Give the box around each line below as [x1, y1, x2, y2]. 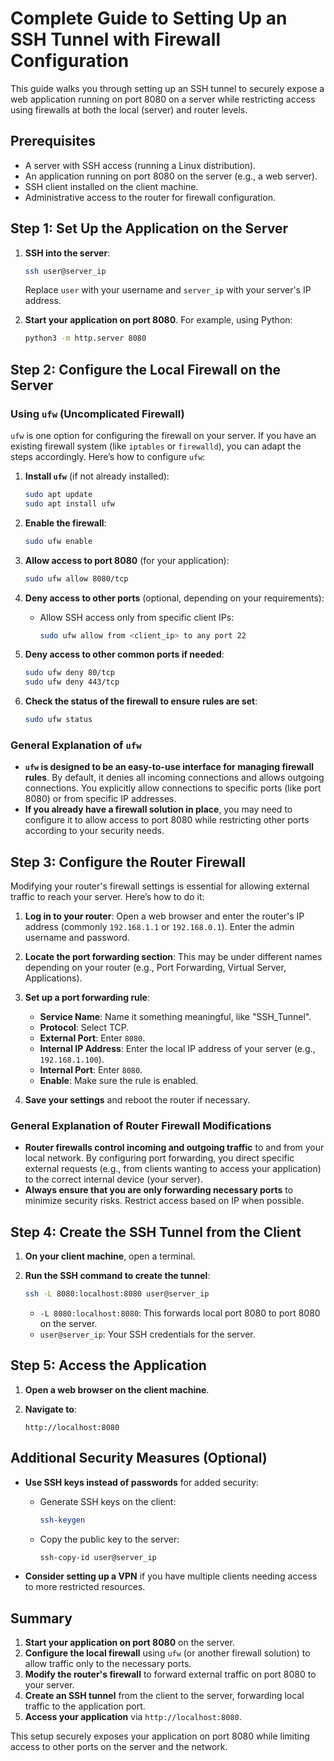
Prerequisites [10, 133, 96, 150]
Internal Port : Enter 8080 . [39, 1064, 143, 1076]
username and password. [24, 932, 130, 944]
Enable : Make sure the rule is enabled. [39, 1075, 199, 1087]
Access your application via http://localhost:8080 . [24, 1711, 242, 1723]
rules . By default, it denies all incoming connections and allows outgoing [24, 772, 325, 784]
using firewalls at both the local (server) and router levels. [10, 103, 248, 116]
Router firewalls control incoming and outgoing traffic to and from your [24, 1142, 325, 1154]
